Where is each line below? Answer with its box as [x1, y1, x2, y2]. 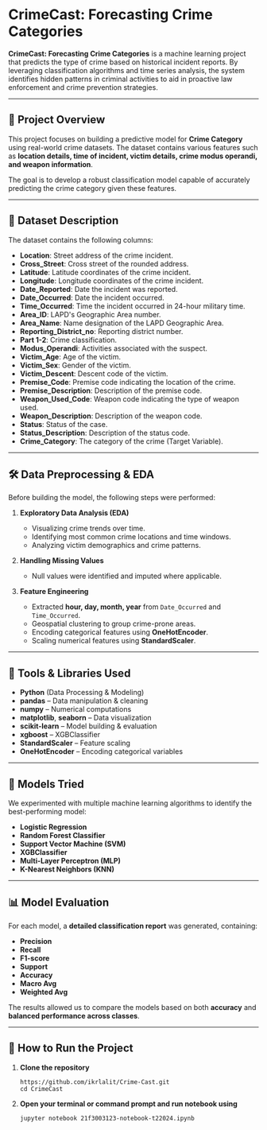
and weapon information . [8, 159, 94, 169]
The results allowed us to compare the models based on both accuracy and [8, 1002, 257, 1012]
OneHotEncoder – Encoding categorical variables [19, 747, 184, 756]
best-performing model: [8, 807, 87, 816]
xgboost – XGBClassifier [19, 730, 101, 740]
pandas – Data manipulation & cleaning [19, 696, 149, 705]
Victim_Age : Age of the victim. [19, 351, 122, 361]
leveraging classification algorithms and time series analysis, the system [8, 65, 245, 75]
